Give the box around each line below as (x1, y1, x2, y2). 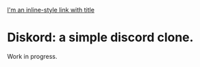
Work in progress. (7, 52, 58, 60)
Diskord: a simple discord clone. (7, 30, 194, 45)
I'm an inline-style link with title (7, 6, 95, 14)
